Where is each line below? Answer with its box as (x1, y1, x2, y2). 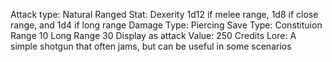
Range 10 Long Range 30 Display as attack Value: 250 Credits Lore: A (10, 30, 297, 41)
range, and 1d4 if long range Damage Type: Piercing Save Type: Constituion (10, 19, 323, 31)
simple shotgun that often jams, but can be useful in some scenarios (10, 40, 292, 52)
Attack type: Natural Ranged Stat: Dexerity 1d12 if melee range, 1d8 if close (10, 9, 319, 20)
